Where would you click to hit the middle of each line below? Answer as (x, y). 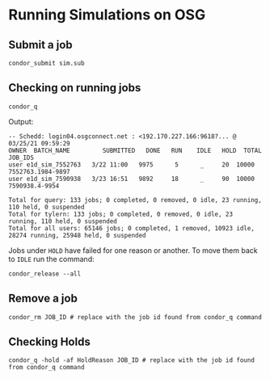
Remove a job (43, 299)
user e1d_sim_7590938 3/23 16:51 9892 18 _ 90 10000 (131, 179)
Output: (21, 121)
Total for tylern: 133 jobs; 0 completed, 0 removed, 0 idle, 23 (120, 214)
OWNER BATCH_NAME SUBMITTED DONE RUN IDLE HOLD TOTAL (135, 150)
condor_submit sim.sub (46, 63)
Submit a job (40, 45)
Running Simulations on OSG (107, 15)
